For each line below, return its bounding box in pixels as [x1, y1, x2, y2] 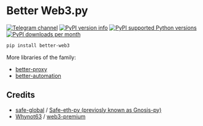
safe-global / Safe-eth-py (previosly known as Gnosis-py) [15, 106, 162, 114]
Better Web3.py [6, 4, 88, 18]
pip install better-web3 [6, 42, 70, 49]
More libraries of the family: [6, 53, 77, 61]
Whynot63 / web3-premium [15, 112, 86, 120]
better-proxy [15, 65, 48, 73]
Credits [6, 90, 36, 100]
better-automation [15, 72, 61, 79]
